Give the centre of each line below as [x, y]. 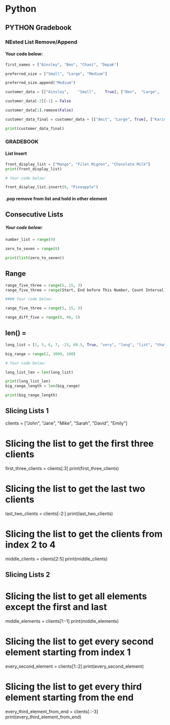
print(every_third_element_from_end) [44, 717]
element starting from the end [70, 697]
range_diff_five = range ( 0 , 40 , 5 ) [43, 317]
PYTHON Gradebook [38, 28]
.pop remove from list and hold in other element [56, 198]
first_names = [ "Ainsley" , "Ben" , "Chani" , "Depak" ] [62, 65]
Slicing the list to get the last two [75, 488]
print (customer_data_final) [35, 129]
